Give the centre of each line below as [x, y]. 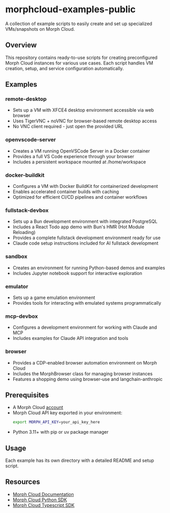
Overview [21, 45]
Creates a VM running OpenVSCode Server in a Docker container [81, 151]
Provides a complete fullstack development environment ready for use [87, 238]
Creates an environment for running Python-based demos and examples [89, 268]
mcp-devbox [22, 316]
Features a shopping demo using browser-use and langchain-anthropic [88, 379]
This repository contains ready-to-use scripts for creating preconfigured [81, 57]
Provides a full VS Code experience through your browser [73, 156]
